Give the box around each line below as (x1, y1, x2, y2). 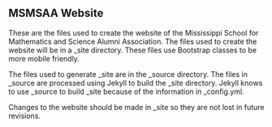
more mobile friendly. (8, 53, 80, 63)
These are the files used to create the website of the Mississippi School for (8, 28, 259, 37)
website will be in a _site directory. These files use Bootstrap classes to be (8, 44, 257, 55)
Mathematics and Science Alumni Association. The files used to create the (8, 36, 257, 46)
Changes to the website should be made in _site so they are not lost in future (8, 102, 265, 112)
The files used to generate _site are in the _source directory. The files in (8, 69, 248, 79)
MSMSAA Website (8, 6, 104, 20)
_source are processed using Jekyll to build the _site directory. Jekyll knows (8, 78, 263, 87)
